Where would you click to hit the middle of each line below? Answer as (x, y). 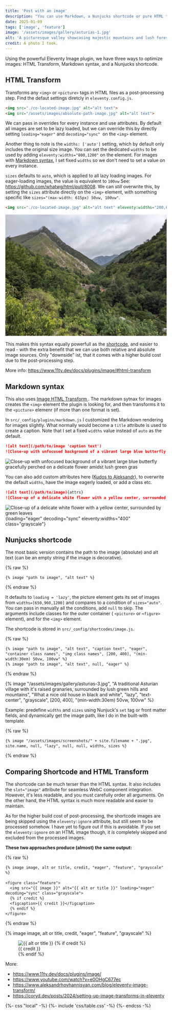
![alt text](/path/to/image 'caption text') (53, 446)
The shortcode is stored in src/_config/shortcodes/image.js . (70, 629)
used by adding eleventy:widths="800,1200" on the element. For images (81, 155)
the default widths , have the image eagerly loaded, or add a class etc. (79, 482)
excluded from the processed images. (45, 838)
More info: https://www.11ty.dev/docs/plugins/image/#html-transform (78, 371)
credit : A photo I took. (32, 44)
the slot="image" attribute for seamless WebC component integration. (79, 790)
